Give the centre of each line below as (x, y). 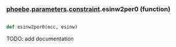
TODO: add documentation (40, 39)
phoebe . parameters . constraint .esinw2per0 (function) (89, 9)
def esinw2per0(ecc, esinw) (42, 27)
